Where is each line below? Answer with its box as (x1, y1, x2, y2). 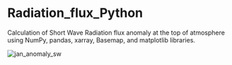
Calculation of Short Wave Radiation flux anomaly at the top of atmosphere (7, 28, 225, 37)
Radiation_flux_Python (7, 5, 144, 21)
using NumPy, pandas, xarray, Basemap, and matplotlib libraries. (7, 35, 196, 44)
